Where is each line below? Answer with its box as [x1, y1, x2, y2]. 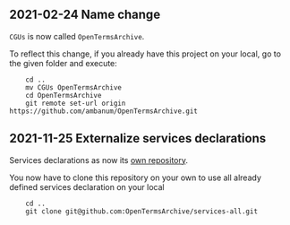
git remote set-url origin [25, 99, 126, 108]
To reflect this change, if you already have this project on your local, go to [9, 48, 282, 59]
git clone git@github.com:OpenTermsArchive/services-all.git [25, 206, 258, 216]
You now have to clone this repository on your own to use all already [9, 172, 262, 183]
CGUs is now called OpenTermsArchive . [9, 30, 145, 41]
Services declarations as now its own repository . [9, 154, 189, 165]
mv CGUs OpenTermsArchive [25, 82, 123, 92]
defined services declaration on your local [9, 181, 165, 192]
